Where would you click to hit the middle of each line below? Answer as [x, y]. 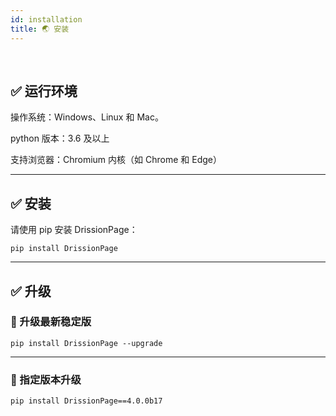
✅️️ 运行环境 [44, 91]
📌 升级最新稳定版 [51, 322]
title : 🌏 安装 [40, 29]
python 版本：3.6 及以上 [60, 138]
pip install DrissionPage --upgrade [86, 343]
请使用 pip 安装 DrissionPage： [74, 230]
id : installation [46, 19]
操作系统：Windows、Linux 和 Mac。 [87, 117]
